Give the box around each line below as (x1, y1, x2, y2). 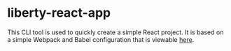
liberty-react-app (7, 5, 111, 21)
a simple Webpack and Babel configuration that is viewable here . (7, 35, 195, 43)
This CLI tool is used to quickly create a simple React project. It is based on (7, 28, 224, 36)
